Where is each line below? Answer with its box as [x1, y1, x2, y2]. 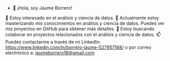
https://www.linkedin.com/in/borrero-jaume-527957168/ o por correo [5, 44, 152, 50]
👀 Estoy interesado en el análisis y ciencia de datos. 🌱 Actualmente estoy [5, 15, 159, 21]
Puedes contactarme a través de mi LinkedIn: [5, 39, 101, 45]
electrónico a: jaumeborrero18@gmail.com [5, 50, 95, 56]
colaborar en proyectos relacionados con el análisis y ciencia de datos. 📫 [5, 31, 161, 37]
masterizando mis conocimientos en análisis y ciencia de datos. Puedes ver [5, 21, 165, 26]
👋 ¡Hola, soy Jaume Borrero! [12, 5, 73, 11]
